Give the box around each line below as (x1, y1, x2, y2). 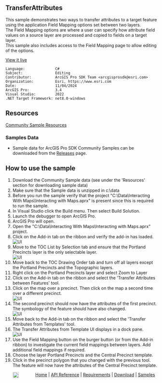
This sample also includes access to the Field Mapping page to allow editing (5, 42, 157, 48)
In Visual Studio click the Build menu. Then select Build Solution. (12, 208, 140, 214)
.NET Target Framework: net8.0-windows (5, 96, 86, 101)
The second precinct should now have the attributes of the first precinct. (12, 300, 157, 306)
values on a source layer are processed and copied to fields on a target (5, 32, 147, 38)
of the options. (5, 47, 35, 53)
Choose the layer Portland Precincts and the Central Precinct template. (12, 352, 153, 358)
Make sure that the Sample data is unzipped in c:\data (12, 187, 120, 193)
